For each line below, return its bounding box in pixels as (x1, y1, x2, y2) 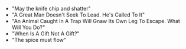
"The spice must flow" (11, 37, 67, 43)
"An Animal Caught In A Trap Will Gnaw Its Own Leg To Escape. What (11, 18, 180, 24)
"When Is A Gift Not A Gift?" (11, 30, 80, 37)
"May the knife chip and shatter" (11, 5, 91, 12)
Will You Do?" (11, 24, 45, 31)
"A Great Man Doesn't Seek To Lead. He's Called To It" (11, 11, 145, 18)
